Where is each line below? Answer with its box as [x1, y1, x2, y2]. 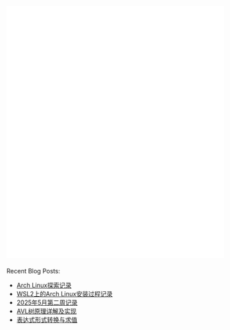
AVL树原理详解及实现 [16, 307, 77, 315]
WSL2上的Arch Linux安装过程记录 [16, 289, 113, 298]
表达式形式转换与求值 [16, 316, 77, 324]
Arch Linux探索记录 [16, 281, 72, 289]
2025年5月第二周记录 [16, 298, 78, 307]
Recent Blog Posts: [6, 266, 60, 275]
